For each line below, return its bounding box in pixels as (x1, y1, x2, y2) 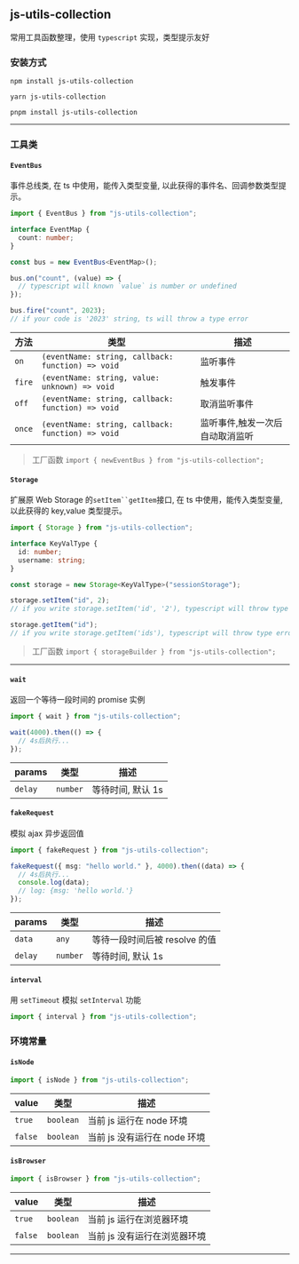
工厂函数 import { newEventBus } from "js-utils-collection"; (31, 454, 264, 465)
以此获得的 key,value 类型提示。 (10, 505, 127, 516)
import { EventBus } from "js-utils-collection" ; (10, 209, 198, 219)
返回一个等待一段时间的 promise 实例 (10, 695, 146, 705)
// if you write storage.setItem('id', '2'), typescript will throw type (10, 604, 289, 614)
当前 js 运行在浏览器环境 (87, 1213, 189, 1226)
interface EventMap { (10, 226, 90, 235)
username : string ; (18, 555, 87, 565)
